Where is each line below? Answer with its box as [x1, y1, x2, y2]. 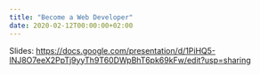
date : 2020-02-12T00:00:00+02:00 [9, 21, 134, 30]
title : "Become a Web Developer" [9, 12, 134, 22]
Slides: [9, 45, 34, 55]
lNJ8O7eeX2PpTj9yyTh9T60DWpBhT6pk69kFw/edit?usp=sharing [9, 55, 251, 65]
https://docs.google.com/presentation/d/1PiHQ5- [35, 45, 216, 55]
